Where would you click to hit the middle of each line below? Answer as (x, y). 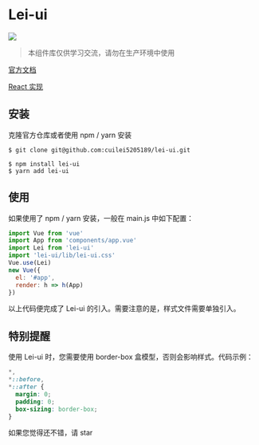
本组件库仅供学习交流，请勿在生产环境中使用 (101, 53)
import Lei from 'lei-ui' (51, 248)
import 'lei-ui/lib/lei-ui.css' (62, 256)
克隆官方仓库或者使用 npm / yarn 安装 (70, 135)
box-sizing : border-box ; (57, 409)
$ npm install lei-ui (44, 164)
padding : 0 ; (35, 402)
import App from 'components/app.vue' (73, 241)
